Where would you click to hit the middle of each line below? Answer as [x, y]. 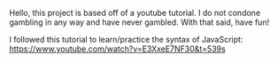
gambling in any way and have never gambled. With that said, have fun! [139, 22]
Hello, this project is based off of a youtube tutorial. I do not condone [135, 13]
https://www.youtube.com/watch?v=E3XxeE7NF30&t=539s [117, 49]
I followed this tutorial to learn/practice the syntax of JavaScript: [126, 39]
